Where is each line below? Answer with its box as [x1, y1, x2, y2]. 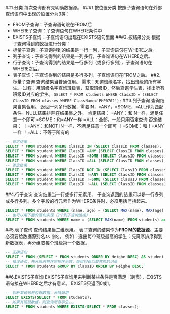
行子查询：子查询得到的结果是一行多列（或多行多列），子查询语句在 [12, 60, 153, 65]
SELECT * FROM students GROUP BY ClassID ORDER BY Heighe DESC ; [5, 264, 144, 269]
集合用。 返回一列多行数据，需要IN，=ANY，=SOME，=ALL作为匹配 [21, 104, 164, 110]
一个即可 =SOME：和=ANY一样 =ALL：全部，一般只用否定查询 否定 [17, 116, 158, 123]
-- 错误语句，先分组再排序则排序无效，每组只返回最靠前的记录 [5, 259, 118, 264]
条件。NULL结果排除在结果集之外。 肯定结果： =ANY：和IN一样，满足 [12, 110, 159, 116]
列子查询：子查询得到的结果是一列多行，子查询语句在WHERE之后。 [12, 53, 153, 59]
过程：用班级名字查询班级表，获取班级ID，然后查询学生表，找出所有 [22, 85, 165, 91]
